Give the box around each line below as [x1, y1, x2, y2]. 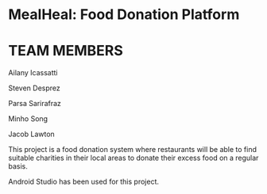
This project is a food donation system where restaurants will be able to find [8, 145, 257, 154]
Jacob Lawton [8, 129, 56, 139]
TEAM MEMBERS [8, 42, 123, 60]
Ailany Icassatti [8, 68, 58, 78]
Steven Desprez [8, 83, 61, 93]
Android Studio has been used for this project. [8, 177, 160, 187]
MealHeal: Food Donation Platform [8, 6, 240, 24]
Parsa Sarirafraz [8, 99, 62, 108]
